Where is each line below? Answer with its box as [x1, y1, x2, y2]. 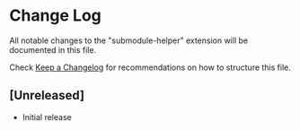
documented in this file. [9, 44, 97, 55]
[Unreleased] [9, 88, 85, 103]
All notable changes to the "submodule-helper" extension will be [9, 35, 249, 46]
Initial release [22, 111, 72, 122]
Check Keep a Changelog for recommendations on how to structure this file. [9, 62, 292, 73]
